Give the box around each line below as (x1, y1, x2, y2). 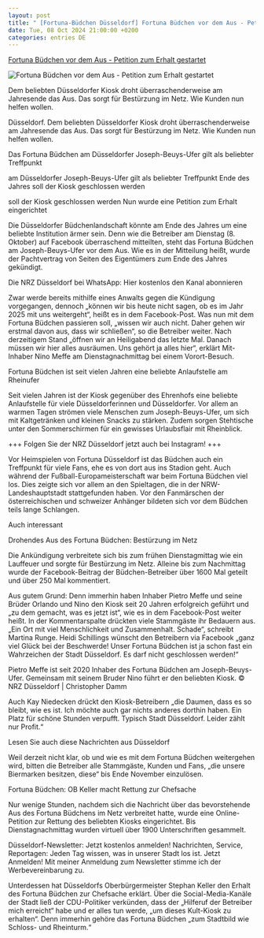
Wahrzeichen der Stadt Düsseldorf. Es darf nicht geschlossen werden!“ (8, 650, 239, 659)
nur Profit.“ (8, 722, 44, 731)
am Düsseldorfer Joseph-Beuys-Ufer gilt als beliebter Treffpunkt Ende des (8, 173, 250, 183)
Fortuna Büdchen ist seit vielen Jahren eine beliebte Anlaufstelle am (8, 367, 228, 377)
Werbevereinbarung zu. (8, 865, 85, 875)
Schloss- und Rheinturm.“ (8, 923, 92, 932)
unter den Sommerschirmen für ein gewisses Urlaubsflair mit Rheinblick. (8, 424, 243, 434)
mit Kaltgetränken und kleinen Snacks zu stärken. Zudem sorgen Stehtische (8, 415, 254, 426)
